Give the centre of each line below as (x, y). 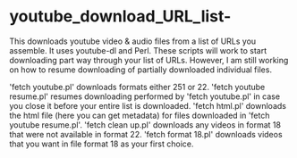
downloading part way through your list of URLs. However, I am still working (149, 60)
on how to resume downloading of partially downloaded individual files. (141, 70)
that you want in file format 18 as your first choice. (102, 144)
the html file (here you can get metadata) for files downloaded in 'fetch (140, 115)
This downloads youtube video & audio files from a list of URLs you (133, 41)
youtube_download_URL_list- (120, 17)
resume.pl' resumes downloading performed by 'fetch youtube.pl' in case (144, 96)
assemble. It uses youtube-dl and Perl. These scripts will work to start (138, 50)
